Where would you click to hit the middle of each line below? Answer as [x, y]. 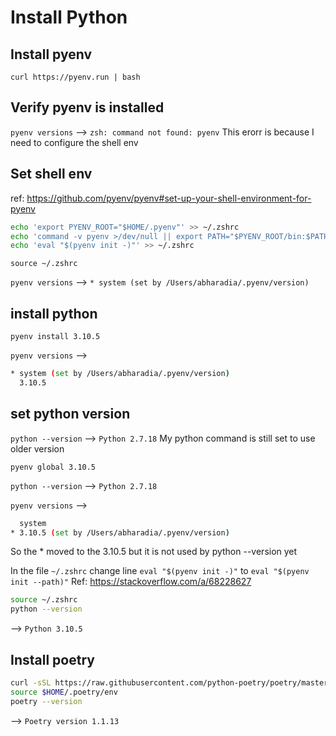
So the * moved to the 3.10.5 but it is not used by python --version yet [154, 552]
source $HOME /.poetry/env [64, 692]
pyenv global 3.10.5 [53, 467]
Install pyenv [51, 54]
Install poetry [52, 659]
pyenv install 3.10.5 [55, 337]
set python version [70, 414]
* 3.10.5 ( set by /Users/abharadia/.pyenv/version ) [120, 532]
